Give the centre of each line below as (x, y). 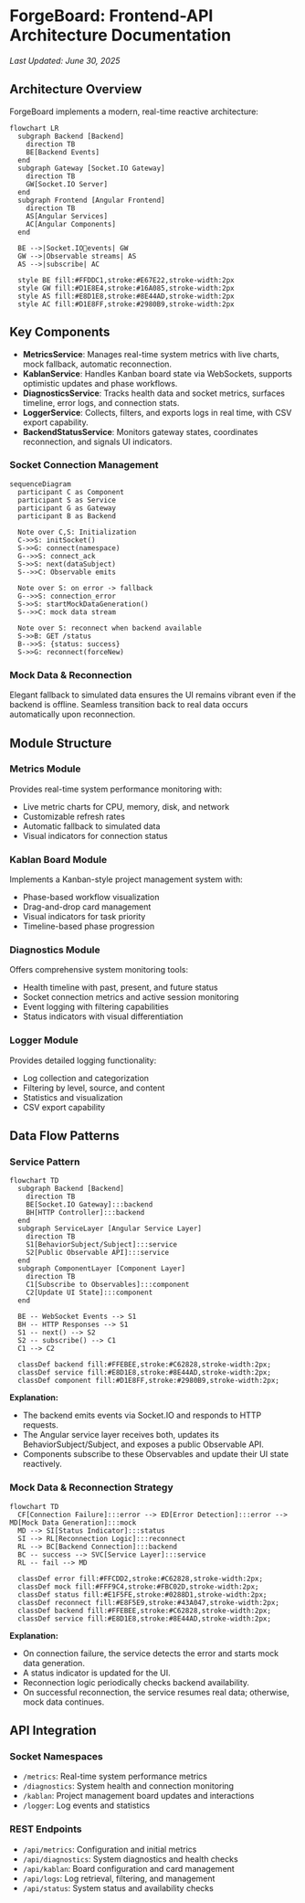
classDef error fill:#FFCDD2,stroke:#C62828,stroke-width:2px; (140, 1579)
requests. (41, 1425)
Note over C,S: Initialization (77, 532)
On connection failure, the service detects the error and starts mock (151, 1653)
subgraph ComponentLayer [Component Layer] (101, 1269)
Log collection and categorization (85, 1078)
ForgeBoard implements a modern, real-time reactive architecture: (134, 112)
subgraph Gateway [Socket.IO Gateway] (92, 168)
